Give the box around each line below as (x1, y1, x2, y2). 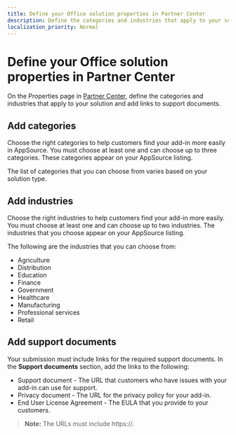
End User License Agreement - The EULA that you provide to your (17, 398, 209, 407)
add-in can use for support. (17, 383, 98, 391)
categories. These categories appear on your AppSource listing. (7, 153, 193, 162)
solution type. (7, 175, 47, 183)
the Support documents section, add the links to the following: (7, 362, 190, 370)
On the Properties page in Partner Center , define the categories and (7, 92, 204, 101)
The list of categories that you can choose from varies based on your (7, 167, 208, 176)
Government (17, 286, 54, 294)
